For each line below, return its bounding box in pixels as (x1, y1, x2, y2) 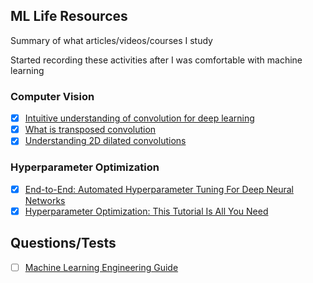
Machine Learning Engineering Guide (24, 261, 179, 273)
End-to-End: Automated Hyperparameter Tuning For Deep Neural (24, 183, 295, 195)
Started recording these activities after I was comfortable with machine (10, 54, 303, 66)
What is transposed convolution (24, 124, 157, 136)
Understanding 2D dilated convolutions (24, 135, 187, 147)
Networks (24, 194, 66, 206)
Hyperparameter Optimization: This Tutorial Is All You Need (24, 205, 269, 217)
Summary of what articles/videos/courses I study (10, 34, 213, 46)
